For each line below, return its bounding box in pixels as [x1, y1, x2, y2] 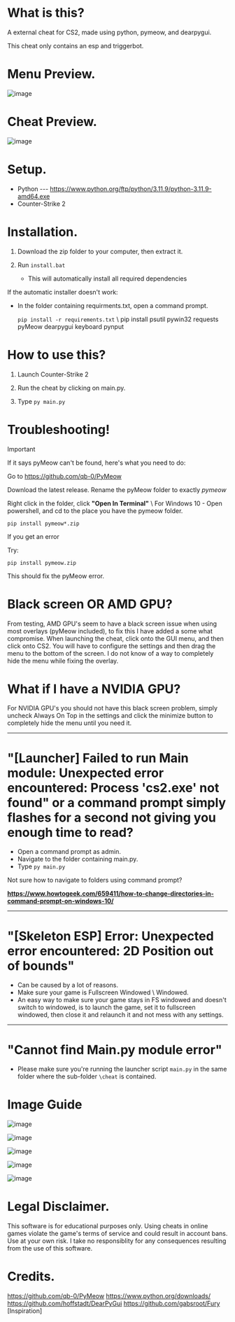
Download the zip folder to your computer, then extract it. [17, 247, 183, 255]
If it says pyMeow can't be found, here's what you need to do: [7, 458, 186, 467]
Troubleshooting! [7, 421, 111, 437]
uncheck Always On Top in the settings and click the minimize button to [7, 712, 213, 720]
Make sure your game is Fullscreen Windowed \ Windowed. [17, 988, 189, 997]
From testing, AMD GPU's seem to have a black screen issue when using [7, 619, 218, 628]
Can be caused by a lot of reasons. [17, 981, 119, 990]
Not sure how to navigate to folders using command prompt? [7, 876, 183, 885]
